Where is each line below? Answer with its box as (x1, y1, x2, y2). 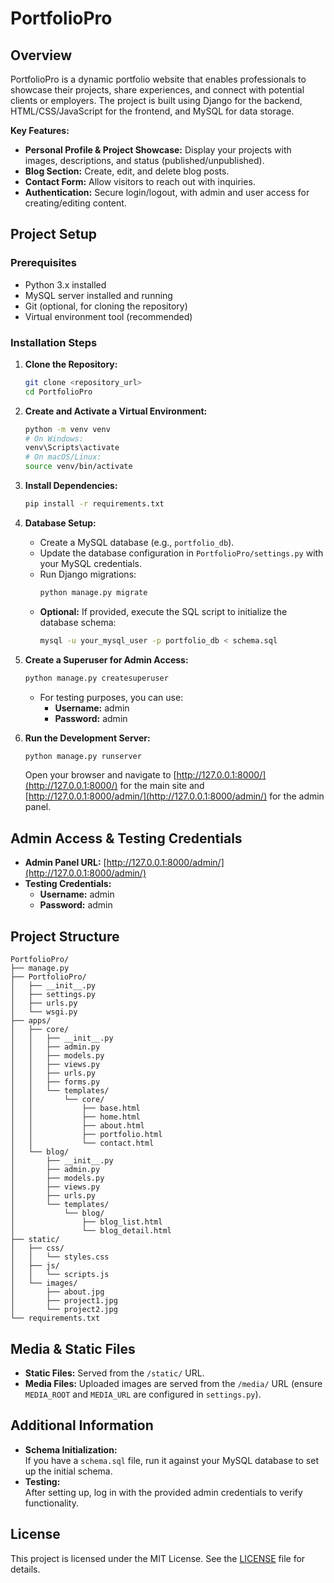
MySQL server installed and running (24, 289, 173, 301)
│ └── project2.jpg (10, 1305, 118, 1315)
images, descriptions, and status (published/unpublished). (24, 155, 265, 166)
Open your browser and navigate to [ (24, 769, 177, 781)
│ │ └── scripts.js (10, 1270, 110, 1280)
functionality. (24, 1497, 79, 1509)
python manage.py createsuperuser (24, 673, 169, 683)
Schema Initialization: (24, 1443, 118, 1456)
